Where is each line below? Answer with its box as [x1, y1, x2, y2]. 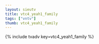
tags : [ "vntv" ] [5, 16, 36, 21]
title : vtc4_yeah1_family [5, 12, 58, 16]
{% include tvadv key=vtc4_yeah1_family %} [5, 34, 94, 40]
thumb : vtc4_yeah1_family [5, 20, 58, 26]
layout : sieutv [5, 7, 36, 12]
